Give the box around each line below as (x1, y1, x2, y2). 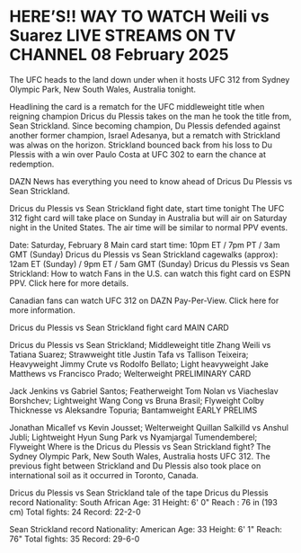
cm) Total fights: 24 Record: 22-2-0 (9, 506, 141, 517)
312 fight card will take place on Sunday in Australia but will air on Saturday (9, 212, 288, 223)
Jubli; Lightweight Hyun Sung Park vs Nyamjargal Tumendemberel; (9, 432, 258, 442)
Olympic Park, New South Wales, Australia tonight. (9, 84, 196, 94)
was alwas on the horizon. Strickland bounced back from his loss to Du (9, 139, 272, 150)
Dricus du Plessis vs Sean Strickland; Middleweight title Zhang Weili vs (9, 339, 271, 350)
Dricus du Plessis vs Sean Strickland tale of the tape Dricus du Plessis (9, 487, 269, 498)
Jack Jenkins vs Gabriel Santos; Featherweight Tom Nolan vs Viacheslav (9, 385, 279, 397)
